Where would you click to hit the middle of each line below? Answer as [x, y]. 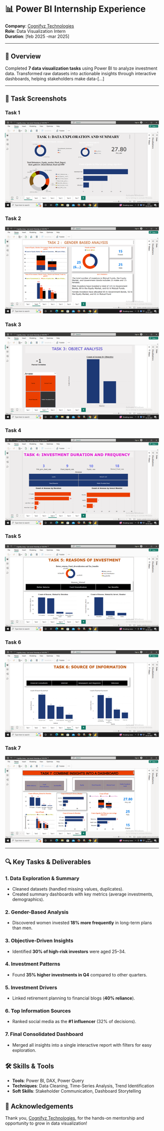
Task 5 [13, 536]
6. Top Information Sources [38, 1011]
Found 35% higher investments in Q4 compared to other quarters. [80, 974]
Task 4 [13, 430]
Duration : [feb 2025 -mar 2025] [37, 36]
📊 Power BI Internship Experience [75, 9]
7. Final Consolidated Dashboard [44, 1034]
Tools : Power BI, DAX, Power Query [48, 1080]
